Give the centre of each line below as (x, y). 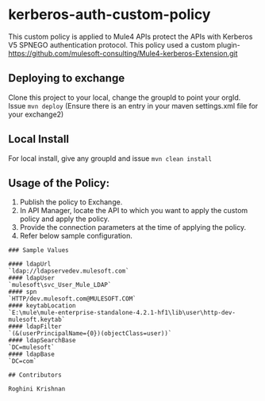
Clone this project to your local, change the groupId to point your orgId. (125, 97)
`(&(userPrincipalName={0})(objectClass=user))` (90, 334)
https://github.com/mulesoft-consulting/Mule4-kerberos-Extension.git (123, 53)
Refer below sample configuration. (76, 236)
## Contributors (35, 375)
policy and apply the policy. (64, 219)
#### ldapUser (32, 278)
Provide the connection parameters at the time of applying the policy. (133, 227)
